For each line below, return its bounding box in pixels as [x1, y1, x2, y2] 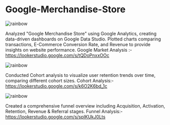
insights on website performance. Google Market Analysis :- [5, 47, 132, 53]
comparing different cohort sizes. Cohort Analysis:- [5, 77, 114, 84]
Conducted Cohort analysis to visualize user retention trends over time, [5, 72, 156, 78]
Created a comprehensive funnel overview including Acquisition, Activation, [5, 102, 165, 109]
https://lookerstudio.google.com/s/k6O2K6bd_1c [5, 83, 108, 89]
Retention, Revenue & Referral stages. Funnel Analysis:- [5, 108, 123, 114]
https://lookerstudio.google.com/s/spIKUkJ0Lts [5, 114, 106, 120]
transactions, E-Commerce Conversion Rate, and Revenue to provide [5, 41, 151, 47]
